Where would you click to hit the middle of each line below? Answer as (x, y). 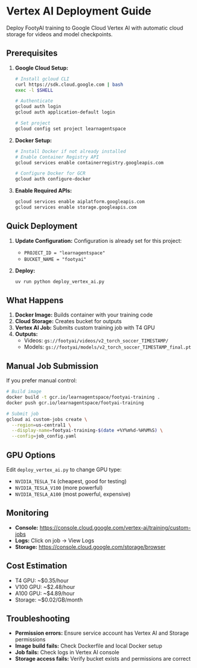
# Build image (24, 392)
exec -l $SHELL (34, 90)
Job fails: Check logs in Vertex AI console (67, 652)
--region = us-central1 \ (41, 425)
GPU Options (31, 455)
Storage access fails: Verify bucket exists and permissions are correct (103, 659)
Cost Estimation (37, 566)
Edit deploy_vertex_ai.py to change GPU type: (64, 470)
